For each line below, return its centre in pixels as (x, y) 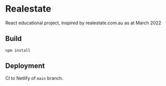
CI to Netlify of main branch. (34, 78)
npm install (18, 50)
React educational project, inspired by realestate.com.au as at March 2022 (83, 23)
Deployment (25, 66)
